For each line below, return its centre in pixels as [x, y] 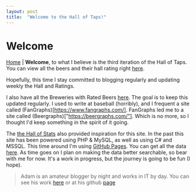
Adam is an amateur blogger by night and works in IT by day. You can [105, 176]
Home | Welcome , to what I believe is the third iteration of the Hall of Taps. [97, 62]
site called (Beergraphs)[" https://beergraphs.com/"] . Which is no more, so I [98, 116]
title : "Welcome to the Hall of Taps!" [57, 17]
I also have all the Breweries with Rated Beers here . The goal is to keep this [97, 97]
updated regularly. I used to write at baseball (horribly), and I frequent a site [98, 104]
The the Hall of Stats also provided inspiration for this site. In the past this [95, 134]
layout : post [22, 11]
